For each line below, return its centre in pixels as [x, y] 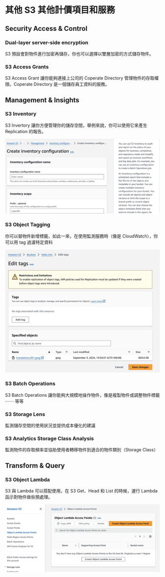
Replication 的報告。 [26, 131]
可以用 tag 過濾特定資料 [29, 242]
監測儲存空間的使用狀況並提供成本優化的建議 [50, 425]
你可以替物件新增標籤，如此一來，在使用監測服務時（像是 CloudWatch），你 [82, 236]
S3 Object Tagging [28, 225]
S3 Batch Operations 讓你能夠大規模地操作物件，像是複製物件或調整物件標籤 [82, 395]
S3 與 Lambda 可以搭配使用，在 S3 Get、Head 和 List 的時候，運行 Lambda [82, 491]
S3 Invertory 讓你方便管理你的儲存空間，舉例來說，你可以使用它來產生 [76, 125]
